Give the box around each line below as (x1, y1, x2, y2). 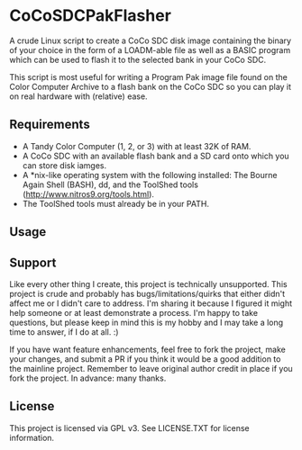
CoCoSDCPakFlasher (9, 5, 171, 26)
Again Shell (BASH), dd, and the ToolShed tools (22, 179, 198, 190)
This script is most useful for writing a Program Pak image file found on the (9, 71, 288, 82)
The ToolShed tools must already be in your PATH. (22, 198, 210, 209)
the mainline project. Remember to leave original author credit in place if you (9, 363, 293, 373)
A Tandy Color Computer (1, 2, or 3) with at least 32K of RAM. (22, 140, 252, 151)
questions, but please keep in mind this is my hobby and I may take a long (9, 317, 284, 328)
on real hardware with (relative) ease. (9, 91, 148, 102)
